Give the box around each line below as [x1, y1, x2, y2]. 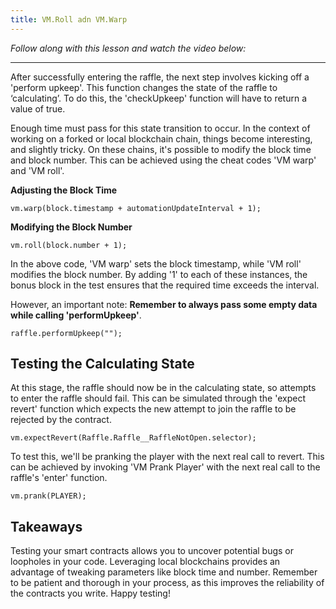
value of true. [10, 102, 66, 115]
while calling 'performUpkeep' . [10, 309, 142, 321]
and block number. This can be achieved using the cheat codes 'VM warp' [10, 154, 317, 166]
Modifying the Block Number [10, 221, 133, 233]
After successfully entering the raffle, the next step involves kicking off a [10, 71, 310, 83]
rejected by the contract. [10, 414, 112, 426]
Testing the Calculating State [10, 356, 195, 373]
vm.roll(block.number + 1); [10, 240, 128, 250]
